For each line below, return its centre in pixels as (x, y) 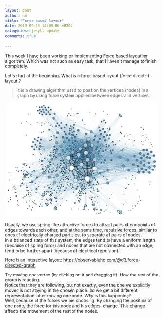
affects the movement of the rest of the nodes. (52, 311)
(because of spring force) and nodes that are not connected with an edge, (80, 245)
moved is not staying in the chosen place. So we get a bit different (71, 290)
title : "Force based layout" (35, 21)
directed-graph (20, 265)
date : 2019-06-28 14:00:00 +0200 (39, 26)
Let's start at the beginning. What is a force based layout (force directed (77, 75)
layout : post (18, 10)
